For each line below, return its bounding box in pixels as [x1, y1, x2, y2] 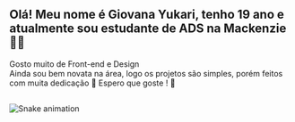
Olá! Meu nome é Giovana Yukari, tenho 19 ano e [9, 7, 285, 22]
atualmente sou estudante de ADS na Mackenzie [9, 21, 287, 37]
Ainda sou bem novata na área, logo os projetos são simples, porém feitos [9, 68, 283, 78]
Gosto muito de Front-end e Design [9, 58, 140, 69]
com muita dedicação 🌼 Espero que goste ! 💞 [9, 77, 177, 88]
